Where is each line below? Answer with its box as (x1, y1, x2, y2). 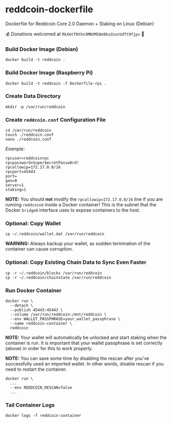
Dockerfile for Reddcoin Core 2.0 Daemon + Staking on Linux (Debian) (5, 21, 154, 27)
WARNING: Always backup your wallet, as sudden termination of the (5, 240, 150, 247)
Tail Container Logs (5, 401, 55, 409)
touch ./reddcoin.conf (5, 132, 54, 138)
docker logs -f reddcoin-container (5, 413, 82, 418)
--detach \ (10, 303, 33, 309)
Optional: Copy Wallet (5, 220, 61, 227)
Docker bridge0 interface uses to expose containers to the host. (5, 207, 140, 214)
